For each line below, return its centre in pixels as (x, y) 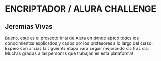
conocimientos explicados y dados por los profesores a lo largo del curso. (79, 43)
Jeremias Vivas (29, 27)
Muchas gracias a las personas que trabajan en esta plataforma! (69, 53)
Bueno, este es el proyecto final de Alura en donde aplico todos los (72, 38)
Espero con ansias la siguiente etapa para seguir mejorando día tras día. (77, 48)
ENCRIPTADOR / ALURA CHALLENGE (81, 9)
